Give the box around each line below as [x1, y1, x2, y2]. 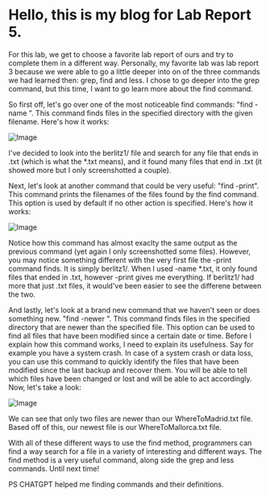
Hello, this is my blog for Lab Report [8, 6, 251, 24]
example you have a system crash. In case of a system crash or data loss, [8, 347, 254, 357]
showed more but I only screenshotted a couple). [8, 165, 172, 175]
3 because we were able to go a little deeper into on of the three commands [8, 66, 260, 76]
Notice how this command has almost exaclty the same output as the [8, 238, 238, 247]
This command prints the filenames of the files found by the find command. [8, 189, 260, 199]
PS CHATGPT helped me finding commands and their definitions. [8, 479, 224, 489]
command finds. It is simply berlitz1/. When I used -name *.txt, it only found [8, 263, 258, 273]
